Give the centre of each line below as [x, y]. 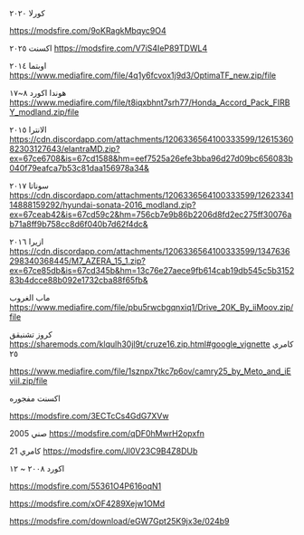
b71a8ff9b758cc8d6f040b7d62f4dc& [79, 224]
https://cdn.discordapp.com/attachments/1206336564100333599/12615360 [152, 139]
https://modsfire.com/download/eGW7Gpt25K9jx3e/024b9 [119, 521]
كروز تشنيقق [31, 334]
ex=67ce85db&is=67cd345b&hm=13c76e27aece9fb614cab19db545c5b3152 [152, 270]
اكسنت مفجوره [35, 398]
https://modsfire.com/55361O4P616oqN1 [85, 486]
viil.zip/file [28, 381]
